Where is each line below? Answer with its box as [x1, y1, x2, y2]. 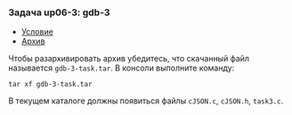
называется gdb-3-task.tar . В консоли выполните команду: [8, 62, 235, 73]
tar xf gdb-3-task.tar [8, 80, 93, 89]
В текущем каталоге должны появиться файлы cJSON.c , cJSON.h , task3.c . [8, 95, 284, 106]
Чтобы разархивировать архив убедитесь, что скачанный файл [8, 53, 250, 64]
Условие [20, 27, 54, 37]
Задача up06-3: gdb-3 [8, 6, 110, 19]
